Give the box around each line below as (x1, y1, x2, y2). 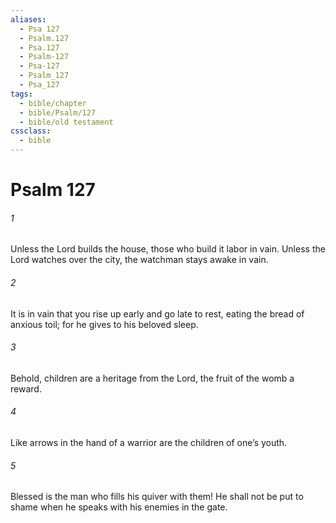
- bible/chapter (19, 98, 87, 108)
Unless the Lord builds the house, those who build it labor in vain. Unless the (10, 243, 326, 255)
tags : (10, 89, 33, 99)
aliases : (10, 14, 47, 25)
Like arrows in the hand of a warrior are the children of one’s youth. (10, 437, 288, 448)
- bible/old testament (19, 117, 114, 127)
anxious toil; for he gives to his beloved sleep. (10, 318, 199, 330)
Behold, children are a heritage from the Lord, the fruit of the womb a (10, 372, 295, 384)
